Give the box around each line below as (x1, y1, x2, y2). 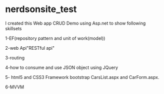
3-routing (5, 54, 25, 61)
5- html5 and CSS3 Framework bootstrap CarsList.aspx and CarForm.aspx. (5, 74, 159, 80)
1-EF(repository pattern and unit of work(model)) (5, 35, 105, 41)
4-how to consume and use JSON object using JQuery (5, 64, 118, 70)
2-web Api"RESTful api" (5, 45, 55, 51)
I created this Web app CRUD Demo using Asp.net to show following (5, 20, 146, 26)
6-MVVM (5, 84, 24, 90)
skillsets (5, 25, 22, 31)
